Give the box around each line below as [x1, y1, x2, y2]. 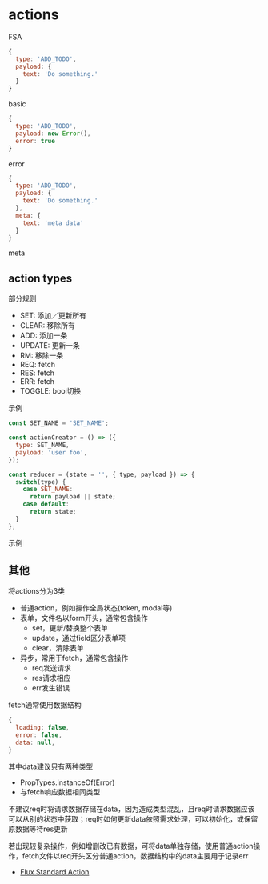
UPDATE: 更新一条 [19, 341, 80, 350]
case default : [22, 500, 70, 509]
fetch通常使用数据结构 [8, 700, 82, 710]
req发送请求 [31, 663, 72, 673]
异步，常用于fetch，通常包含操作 [19, 654, 129, 663]
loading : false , [15, 724, 70, 732]
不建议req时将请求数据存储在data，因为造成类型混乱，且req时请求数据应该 [8, 804, 255, 814]
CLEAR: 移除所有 [19, 321, 75, 330]
